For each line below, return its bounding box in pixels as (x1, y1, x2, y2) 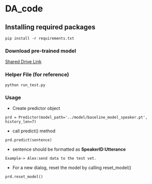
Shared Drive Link (5, 59, 42, 65)
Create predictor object (12, 105, 61, 111)
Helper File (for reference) (5, 71, 70, 78)
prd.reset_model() (5, 174, 43, 179)
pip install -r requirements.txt (5, 36, 75, 41)
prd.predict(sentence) (5, 137, 52, 142)
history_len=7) (5, 119, 37, 124)
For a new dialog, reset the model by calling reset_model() (12, 165, 132, 171)
